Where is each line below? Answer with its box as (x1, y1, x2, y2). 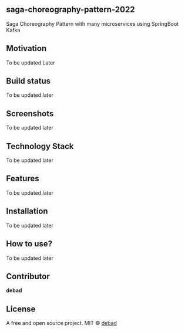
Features (6, 174, 39, 184)
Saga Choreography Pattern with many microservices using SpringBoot (6, 20, 179, 27)
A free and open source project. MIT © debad (6, 320, 117, 327)
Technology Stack (6, 141, 74, 151)
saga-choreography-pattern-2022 (6, 5, 135, 15)
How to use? (6, 239, 53, 249)
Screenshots (6, 109, 54, 118)
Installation (6, 206, 48, 216)
